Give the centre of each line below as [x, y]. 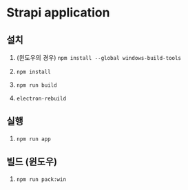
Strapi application [58, 13]
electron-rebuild [41, 98]
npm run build [36, 85]
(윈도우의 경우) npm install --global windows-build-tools [99, 57]
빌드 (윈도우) [32, 162]
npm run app [33, 139]
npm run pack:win [41, 179]
